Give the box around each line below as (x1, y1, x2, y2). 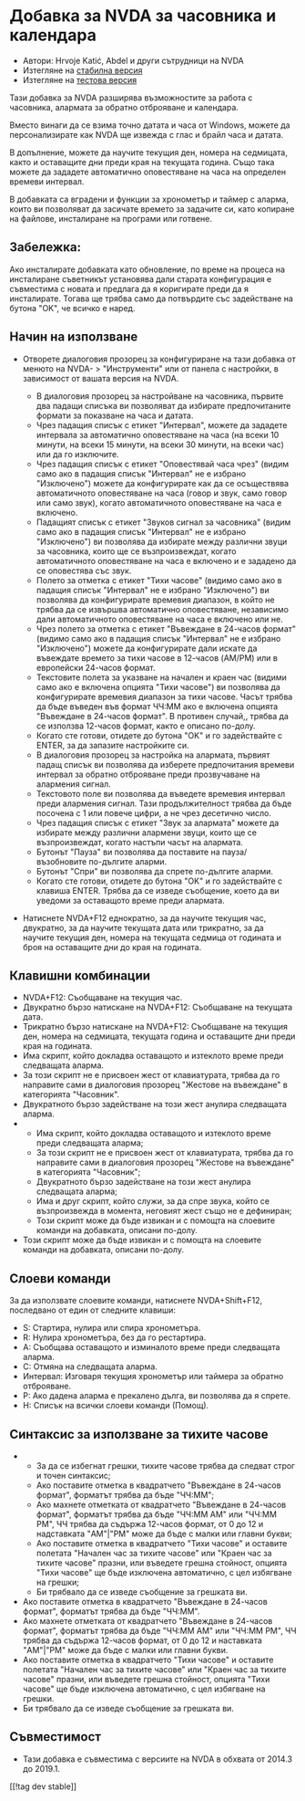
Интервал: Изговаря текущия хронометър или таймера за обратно (22, 1371, 284, 1382)
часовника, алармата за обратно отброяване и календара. (9, 101, 239, 112)
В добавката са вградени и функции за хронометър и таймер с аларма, (9, 194, 290, 204)
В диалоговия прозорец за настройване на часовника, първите (36, 390, 284, 402)
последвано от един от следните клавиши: (9, 1304, 176, 1315)
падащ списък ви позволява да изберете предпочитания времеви (36, 759, 295, 770)
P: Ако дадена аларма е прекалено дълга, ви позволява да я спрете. (22, 1390, 291, 1401)
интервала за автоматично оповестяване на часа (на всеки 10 (36, 429, 280, 440)
